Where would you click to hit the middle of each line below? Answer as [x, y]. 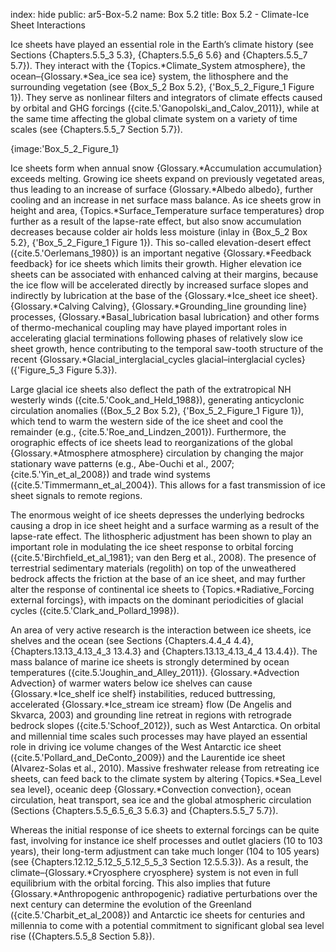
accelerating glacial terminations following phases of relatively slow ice [156, 338]
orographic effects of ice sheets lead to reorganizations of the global [151, 442]
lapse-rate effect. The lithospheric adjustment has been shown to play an [161, 536]
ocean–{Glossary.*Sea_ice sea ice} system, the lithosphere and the [149, 76]
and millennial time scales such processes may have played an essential [159, 736]
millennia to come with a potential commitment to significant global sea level [167, 925]
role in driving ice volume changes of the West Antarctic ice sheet [146, 747]
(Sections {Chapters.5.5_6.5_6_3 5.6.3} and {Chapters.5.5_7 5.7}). [144, 810]
